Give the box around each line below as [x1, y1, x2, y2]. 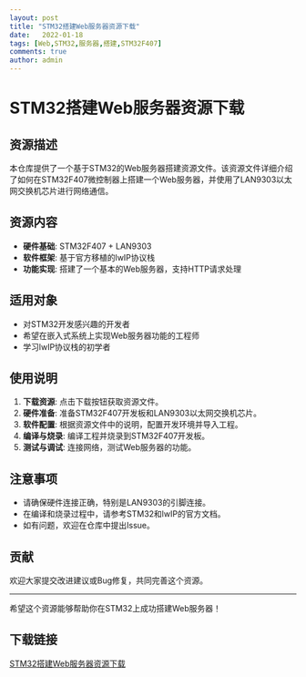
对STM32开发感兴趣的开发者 [22, 318, 130, 329]
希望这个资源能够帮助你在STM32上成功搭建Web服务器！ [9, 603, 221, 614]
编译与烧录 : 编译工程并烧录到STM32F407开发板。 [22, 430, 210, 442]
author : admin [9, 56, 64, 65]
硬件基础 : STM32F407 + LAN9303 [22, 241, 152, 251]
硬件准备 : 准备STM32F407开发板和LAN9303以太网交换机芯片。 [22, 407, 262, 419]
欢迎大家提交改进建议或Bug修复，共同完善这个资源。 [9, 575, 209, 586]
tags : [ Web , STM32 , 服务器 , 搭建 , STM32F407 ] [9, 38, 162, 48]
